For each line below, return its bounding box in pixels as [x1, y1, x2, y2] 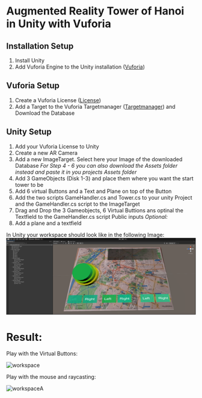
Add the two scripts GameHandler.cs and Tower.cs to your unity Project [14, 194, 192, 201]
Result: [6, 330, 43, 344]
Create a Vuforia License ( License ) [14, 96, 101, 103]
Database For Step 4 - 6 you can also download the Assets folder [14, 162, 178, 169]
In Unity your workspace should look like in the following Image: [6, 231, 165, 238]
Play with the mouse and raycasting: [6, 373, 96, 381]
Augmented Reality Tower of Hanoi [6, 4, 185, 18]
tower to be [14, 181, 44, 188]
